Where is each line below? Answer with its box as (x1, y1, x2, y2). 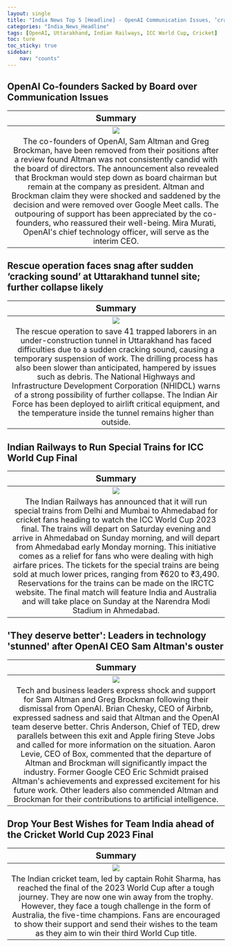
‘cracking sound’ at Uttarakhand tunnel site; (7, 271, 201, 283)
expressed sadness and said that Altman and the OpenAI (12, 713, 220, 722)
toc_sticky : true (7, 42, 57, 49)
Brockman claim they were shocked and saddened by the (11, 191, 221, 200)
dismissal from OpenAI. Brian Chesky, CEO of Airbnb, (19, 703, 213, 713)
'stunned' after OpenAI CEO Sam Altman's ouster (7, 641, 224, 653)
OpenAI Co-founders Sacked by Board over (7, 81, 198, 93)
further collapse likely (7, 281, 104, 294)
